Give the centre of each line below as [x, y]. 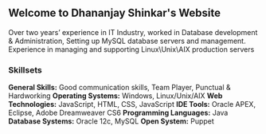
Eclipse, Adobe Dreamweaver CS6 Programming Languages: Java [118, 113]
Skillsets [25, 69]
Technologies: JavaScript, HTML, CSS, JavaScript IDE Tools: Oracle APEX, [132, 104]
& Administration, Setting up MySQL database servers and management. [127, 41]
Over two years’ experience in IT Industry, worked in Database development [133, 32]
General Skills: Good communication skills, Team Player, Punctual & [119, 88]
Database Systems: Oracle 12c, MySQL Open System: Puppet [111, 121]
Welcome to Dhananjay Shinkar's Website [115, 13]
